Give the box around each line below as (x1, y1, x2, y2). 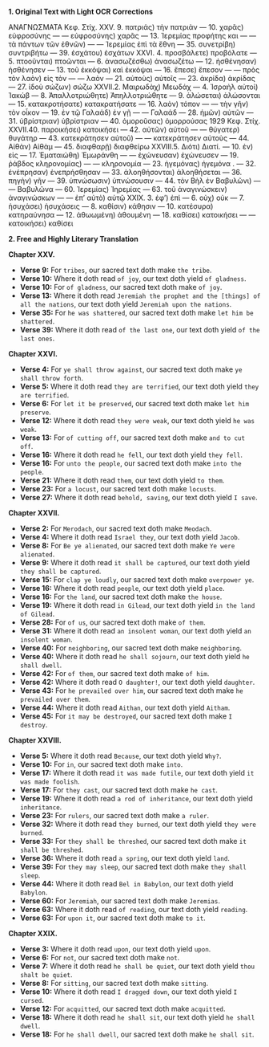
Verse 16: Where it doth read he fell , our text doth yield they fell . (19, 450, 243, 459)
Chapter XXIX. (8, 929, 58, 938)
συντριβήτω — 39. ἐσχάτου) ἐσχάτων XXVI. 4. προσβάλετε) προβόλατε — (8, 48, 258, 57)
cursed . (19, 996, 44, 1004)
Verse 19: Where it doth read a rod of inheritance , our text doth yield (19, 794, 254, 803)
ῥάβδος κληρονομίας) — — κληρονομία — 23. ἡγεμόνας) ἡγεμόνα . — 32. (8, 159, 256, 168)
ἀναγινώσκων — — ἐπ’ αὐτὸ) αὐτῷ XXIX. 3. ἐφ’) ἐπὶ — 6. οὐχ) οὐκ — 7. (8, 193, 245, 202)
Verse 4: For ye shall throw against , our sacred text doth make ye (19, 365, 243, 374)
